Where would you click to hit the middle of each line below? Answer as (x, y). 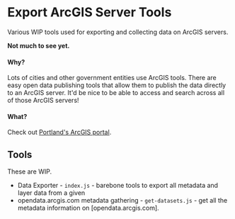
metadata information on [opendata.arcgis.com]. (88, 208)
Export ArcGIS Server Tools (90, 12)
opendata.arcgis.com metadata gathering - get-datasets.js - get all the (122, 201)
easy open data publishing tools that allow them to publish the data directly (117, 85)
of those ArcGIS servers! (43, 101)
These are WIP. (30, 172)
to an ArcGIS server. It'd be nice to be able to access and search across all (116, 93)
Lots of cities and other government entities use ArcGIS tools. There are (112, 78)
